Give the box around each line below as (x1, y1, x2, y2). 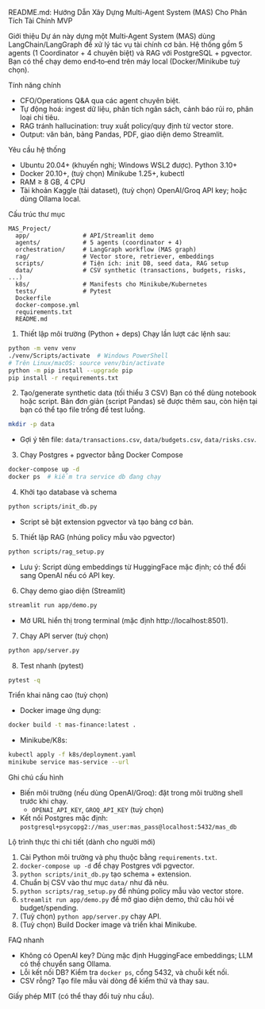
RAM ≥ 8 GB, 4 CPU (19, 177, 86, 187)
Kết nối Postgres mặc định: (19, 814, 109, 822)
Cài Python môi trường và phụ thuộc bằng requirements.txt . (19, 853, 217, 861)
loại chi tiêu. (19, 113, 60, 122)
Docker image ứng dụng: (19, 706, 102, 715)
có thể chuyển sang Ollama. (19, 959, 112, 969)
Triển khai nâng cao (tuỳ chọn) (8, 691, 109, 700)
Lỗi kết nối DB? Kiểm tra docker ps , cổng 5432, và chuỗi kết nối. (19, 968, 229, 976)
